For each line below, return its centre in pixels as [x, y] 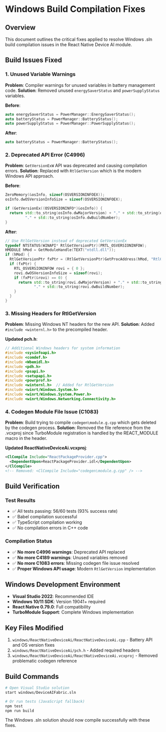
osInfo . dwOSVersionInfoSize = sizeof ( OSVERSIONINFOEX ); [64, 199]
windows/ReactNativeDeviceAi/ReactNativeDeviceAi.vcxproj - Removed [85, 656]
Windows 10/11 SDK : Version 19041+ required [59, 602]
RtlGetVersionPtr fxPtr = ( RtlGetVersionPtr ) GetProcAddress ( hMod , [79, 259]
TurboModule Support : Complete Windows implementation [73, 612]
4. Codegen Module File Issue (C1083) [52, 412]
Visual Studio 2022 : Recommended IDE [53, 597]
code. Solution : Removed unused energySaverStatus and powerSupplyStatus [83, 90]
